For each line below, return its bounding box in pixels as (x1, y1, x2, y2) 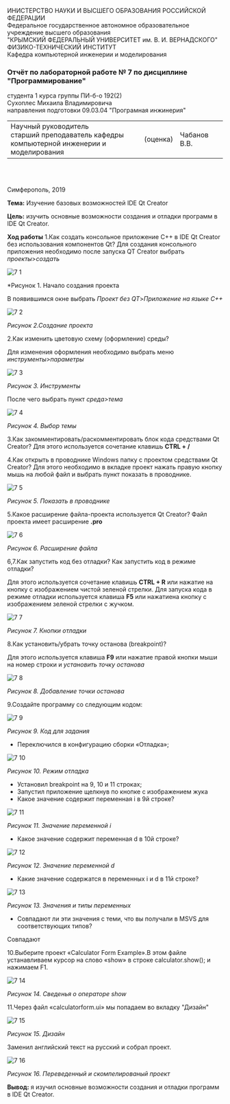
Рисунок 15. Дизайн (7, 1030, 65, 1038)
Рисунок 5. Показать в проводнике (7, 497, 110, 505)
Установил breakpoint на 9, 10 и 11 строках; (16, 780, 142, 789)
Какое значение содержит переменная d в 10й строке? (16, 835, 179, 843)
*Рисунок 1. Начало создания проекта (7, 282, 120, 290)
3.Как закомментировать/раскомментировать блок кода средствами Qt (7, 435, 220, 443)
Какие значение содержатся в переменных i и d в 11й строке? (16, 875, 199, 883)
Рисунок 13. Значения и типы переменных (7, 901, 131, 910)
